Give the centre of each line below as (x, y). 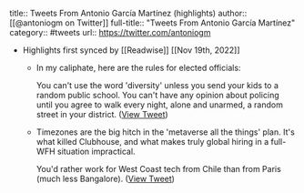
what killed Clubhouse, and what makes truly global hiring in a (152, 142)
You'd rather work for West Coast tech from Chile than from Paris (159, 169)
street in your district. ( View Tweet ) (102, 114)
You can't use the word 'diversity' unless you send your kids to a (157, 85)
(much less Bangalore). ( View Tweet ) (106, 178)
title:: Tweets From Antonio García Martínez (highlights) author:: (128, 13)
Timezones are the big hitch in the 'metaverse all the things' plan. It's (166, 132)
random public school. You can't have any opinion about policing (157, 95)
